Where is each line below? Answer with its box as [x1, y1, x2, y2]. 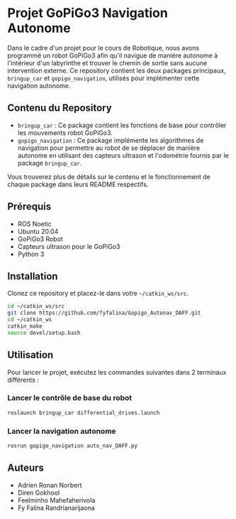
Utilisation [7, 349, 54, 361]
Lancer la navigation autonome [7, 426, 117, 436]
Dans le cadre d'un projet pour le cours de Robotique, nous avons [7, 43, 200, 52]
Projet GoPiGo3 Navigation [7, 5, 168, 21]
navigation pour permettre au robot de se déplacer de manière [17, 144, 201, 152]
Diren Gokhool [17, 488, 60, 497]
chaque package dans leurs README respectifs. [7, 180, 149, 188]
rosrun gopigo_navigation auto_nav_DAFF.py [7, 442, 138, 449]
